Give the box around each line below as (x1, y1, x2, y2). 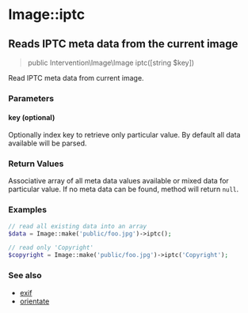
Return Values (8, 158, 64, 169)
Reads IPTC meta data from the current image (8, 37, 238, 51)
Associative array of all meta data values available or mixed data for (8, 176, 230, 186)
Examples (8, 204, 48, 215)
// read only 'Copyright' (8, 243, 93, 252)
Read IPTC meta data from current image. (8, 74, 144, 82)
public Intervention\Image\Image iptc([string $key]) (27, 58, 195, 67)
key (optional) (8, 112, 55, 122)
